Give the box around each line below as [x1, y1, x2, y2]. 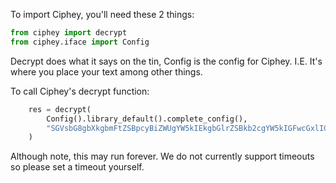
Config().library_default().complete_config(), [46, 114, 248, 124]
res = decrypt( [28, 104, 92, 114]
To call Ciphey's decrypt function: [10, 85, 150, 97]
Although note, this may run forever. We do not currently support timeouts [10, 150, 315, 163]
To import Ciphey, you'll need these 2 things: [10, 9, 195, 20]
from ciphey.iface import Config [10, 37, 150, 47]
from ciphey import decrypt [10, 28, 128, 38]
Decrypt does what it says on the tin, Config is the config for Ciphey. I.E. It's [10, 55, 323, 67]
